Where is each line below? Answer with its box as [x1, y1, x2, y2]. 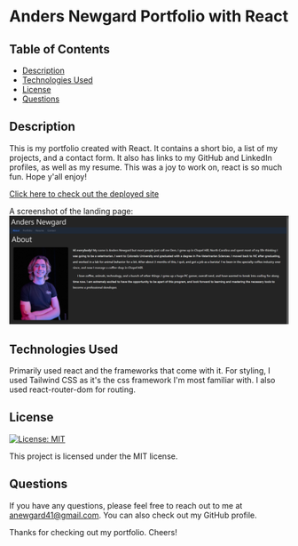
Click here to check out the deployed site [9, 189, 160, 199]
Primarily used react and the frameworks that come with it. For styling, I [9, 365, 271, 376]
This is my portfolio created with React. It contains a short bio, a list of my [9, 142, 278, 153]
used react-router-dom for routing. [9, 384, 136, 395]
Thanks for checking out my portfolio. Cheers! [9, 526, 177, 537]
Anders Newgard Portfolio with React [9, 6, 289, 27]
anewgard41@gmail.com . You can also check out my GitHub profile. [9, 510, 257, 520]
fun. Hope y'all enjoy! [9, 171, 87, 181]
